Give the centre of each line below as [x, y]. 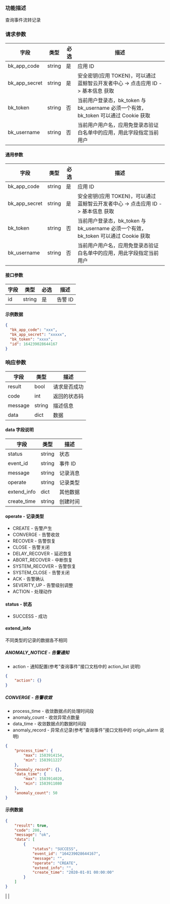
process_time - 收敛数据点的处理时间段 [53, 711]
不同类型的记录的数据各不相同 [36, 640]
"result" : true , [32, 826]
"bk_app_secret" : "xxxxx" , [38, 334]
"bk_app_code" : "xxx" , [34, 330]
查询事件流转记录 [23, 20]
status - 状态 [19, 604]
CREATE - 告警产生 [32, 528]
